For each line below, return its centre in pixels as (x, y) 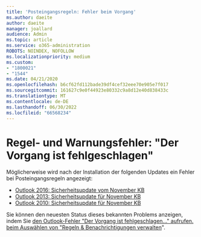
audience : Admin (27, 34)
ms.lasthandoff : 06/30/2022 (42, 107)
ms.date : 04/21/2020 (32, 79)
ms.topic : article (29, 40)
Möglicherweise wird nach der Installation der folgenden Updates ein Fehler (101, 172)
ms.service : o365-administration (48, 46)
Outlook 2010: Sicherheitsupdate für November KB (78, 203)
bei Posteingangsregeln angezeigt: (49, 179)
